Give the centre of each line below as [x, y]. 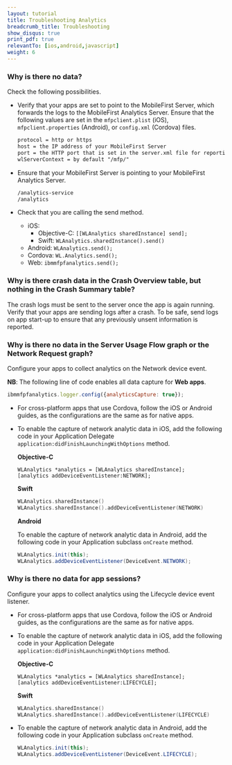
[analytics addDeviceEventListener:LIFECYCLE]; [87, 682]
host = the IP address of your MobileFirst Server [92, 146]
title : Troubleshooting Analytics [57, 20]
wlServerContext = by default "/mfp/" [73, 159]
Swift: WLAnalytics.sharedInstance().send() [101, 241]
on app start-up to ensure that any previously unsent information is [103, 319]
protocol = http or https [54, 140]
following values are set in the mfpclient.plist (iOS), [93, 120]
